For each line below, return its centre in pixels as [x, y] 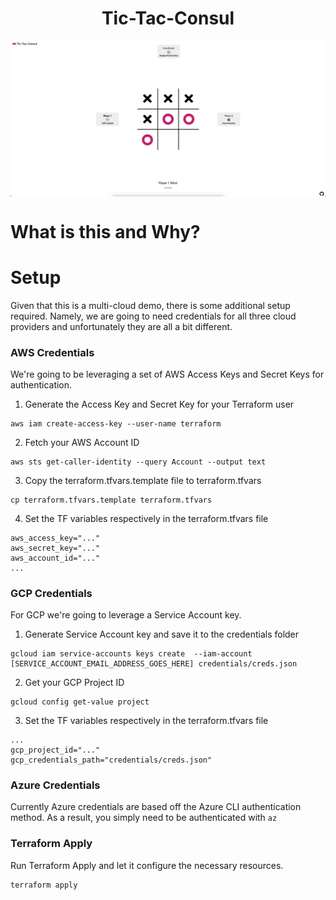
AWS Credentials [52, 352]
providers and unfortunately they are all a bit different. [121, 326]
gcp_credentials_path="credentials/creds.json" [111, 760]
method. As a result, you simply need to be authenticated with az [144, 818]
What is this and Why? [105, 231]
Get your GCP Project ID [74, 683]
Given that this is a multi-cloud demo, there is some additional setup [150, 305]
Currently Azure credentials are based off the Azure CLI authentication [156, 807]
